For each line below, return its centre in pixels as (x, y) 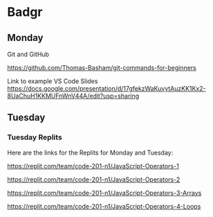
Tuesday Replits (35, 137)
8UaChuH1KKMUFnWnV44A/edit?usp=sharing (73, 96)
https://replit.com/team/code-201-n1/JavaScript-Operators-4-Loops (104, 206)
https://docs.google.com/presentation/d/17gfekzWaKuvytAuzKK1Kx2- (106, 88)
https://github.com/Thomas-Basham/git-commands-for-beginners (102, 68)
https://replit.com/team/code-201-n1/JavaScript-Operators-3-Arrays (104, 193)
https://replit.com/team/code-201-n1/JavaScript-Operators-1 (93, 166)
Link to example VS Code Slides (53, 81)
